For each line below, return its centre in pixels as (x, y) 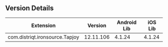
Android (126, 22)
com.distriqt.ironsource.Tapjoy (43, 37)
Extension (43, 25)
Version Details (29, 8)
